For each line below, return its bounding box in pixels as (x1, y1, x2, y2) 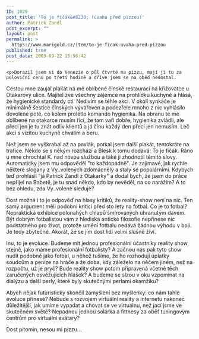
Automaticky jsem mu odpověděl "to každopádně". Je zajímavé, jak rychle (6, 159, 188, 167)
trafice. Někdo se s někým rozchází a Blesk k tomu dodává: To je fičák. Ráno (6, 147, 194, 154)
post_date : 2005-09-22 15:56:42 (6, 53, 86, 59)
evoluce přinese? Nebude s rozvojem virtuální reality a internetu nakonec (6, 295, 185, 302)
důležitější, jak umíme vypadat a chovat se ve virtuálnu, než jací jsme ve (6, 302, 182, 309)
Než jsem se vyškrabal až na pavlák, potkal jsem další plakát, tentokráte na (6, 140, 189, 147)
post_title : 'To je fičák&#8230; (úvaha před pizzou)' (6, 14, 145, 20)
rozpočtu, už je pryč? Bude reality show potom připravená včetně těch (6, 265, 179, 272)
